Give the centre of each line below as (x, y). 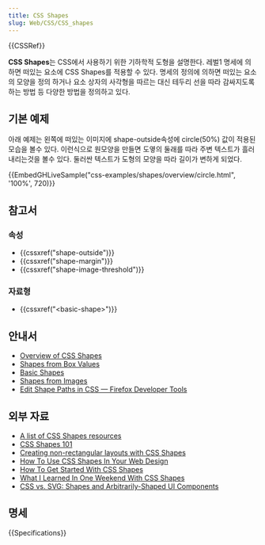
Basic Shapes (42, 372)
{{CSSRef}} (27, 45)
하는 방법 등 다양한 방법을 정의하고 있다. (69, 91)
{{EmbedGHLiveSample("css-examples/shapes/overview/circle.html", (122, 175)
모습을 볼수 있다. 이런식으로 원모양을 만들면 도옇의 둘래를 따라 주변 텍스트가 (124, 149)
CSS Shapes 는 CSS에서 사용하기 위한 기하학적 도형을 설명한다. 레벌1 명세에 (126, 62)
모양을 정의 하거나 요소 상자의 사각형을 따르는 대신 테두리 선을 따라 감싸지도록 (136, 82)
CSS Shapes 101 (46, 444)
